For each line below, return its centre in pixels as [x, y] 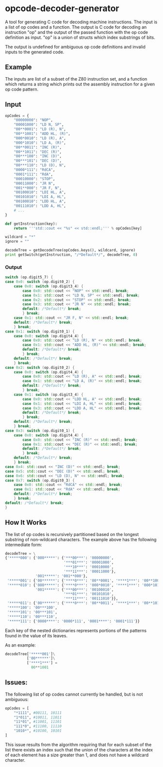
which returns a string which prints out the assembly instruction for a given [80, 84]
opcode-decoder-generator [62, 8]
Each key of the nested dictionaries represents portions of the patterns [76, 630]
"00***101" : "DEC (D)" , [38, 161]
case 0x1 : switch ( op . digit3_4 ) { [49, 394]
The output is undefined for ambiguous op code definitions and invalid [75, 47]
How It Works [26, 523]
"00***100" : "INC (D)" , [38, 156]
